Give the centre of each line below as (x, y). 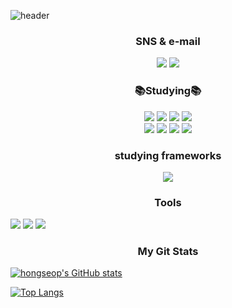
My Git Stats (168, 252)
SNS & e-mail (168, 41)
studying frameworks (168, 155)
